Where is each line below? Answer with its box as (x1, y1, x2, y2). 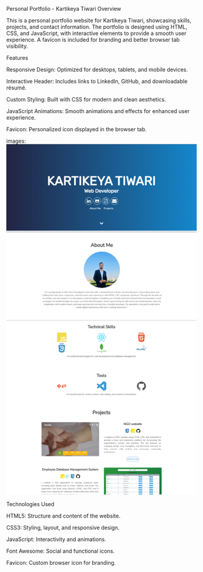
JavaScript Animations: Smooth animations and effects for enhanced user (6, 108, 190, 114)
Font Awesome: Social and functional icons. (6, 547, 115, 555)
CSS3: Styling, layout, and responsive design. (6, 524, 120, 531)
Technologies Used (6, 501, 54, 508)
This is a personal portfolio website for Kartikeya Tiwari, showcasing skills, (6, 17, 192, 24)
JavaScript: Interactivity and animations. (6, 536, 107, 543)
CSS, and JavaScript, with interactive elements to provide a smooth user (6, 30, 187, 37)
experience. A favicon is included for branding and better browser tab (6, 36, 180, 43)
